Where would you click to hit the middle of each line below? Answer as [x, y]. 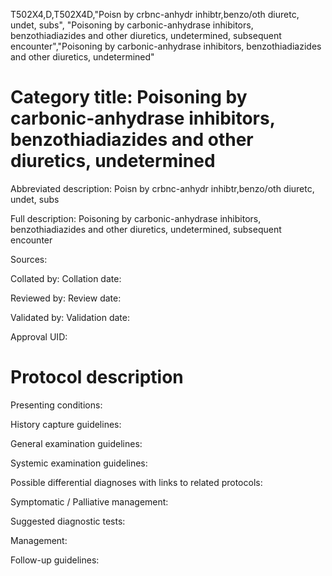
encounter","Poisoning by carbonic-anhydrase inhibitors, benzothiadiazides [166, 46]
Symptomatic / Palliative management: [89, 501]
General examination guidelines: [76, 443]
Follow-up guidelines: [55, 560]
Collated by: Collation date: [66, 278]
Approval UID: [39, 336]
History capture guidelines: [66, 424]
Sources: [29, 259]
